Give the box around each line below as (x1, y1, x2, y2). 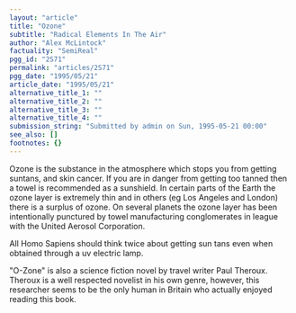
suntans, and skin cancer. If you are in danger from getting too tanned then (9, 173, 288, 183)
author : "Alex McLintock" (9, 38, 106, 48)
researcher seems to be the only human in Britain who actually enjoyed (9, 284, 273, 295)
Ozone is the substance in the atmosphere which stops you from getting (9, 163, 277, 174)
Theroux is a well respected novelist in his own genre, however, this (9, 274, 260, 285)
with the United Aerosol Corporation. (9, 220, 146, 231)
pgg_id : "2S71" (9, 55, 67, 64)
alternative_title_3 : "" (9, 105, 103, 114)
